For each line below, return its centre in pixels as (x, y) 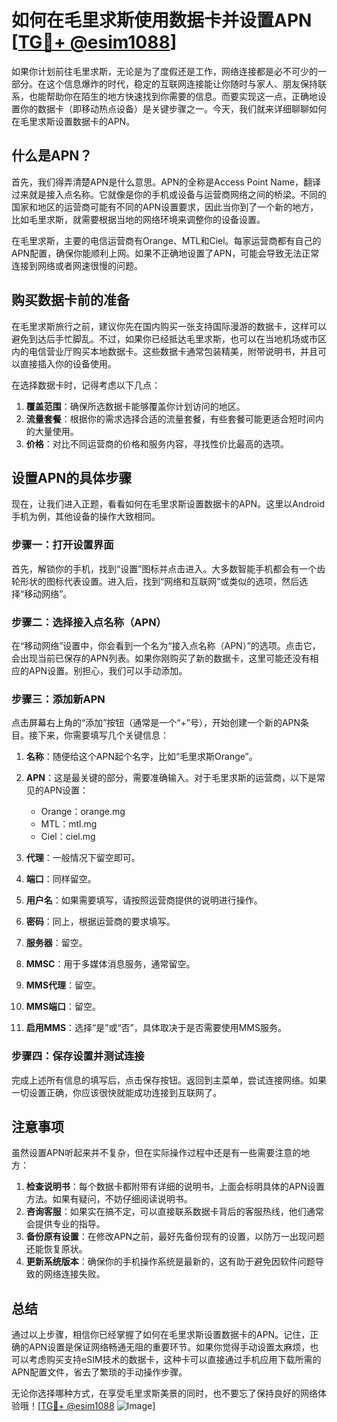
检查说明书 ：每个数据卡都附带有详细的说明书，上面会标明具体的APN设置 (175, 1187)
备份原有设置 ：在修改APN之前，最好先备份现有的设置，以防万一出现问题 (175, 1237)
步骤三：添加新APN (58, 699)
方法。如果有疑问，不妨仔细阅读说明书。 (109, 1199)
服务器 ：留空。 (56, 943)
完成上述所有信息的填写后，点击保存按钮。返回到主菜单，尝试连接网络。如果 (169, 1080)
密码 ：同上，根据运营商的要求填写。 (100, 922)
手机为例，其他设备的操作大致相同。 (86, 517)
